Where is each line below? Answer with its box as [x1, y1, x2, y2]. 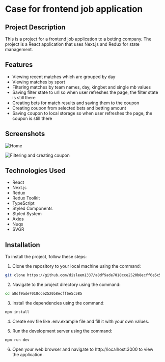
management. [5, 47, 33, 52]
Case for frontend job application [5, 3, 143, 15]
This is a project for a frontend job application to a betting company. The [5, 36, 152, 42]
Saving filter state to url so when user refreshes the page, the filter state [12, 89, 159, 95]
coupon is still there [12, 115, 53, 121]
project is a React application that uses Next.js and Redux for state [5, 41, 140, 47]
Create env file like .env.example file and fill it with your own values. [12, 318, 150, 324]
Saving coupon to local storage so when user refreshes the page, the [12, 110, 153, 116]
